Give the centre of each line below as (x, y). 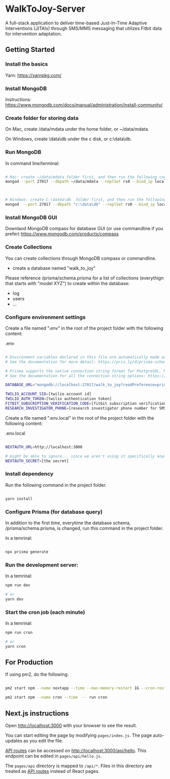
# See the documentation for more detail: (51, 362)
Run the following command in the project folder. (56, 485)
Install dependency (29, 474)
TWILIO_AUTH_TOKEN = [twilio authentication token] (59, 399)
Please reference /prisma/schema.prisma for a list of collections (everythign (84, 278)
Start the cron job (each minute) (45, 612)
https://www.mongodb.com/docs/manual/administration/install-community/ (84, 105)
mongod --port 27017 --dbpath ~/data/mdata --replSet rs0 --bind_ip (79, 182)
